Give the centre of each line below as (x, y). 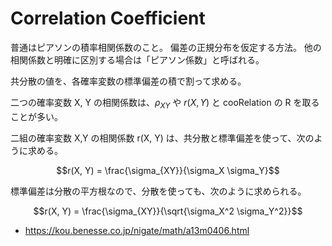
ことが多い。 (36, 116)
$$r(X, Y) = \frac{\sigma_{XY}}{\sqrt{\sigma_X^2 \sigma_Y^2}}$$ (168, 211)
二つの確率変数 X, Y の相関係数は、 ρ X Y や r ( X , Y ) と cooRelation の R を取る (165, 103)
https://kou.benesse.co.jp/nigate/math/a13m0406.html (137, 230)
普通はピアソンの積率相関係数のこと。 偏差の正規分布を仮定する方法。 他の (166, 47)
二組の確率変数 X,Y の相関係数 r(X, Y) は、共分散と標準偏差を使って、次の (162, 138)
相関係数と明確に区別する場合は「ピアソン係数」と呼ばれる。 (137, 59)
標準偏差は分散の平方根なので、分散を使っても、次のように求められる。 (158, 191)
